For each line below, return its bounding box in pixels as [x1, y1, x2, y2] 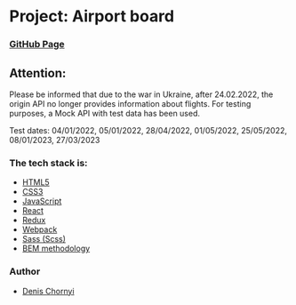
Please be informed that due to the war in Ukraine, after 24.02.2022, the [9, 89, 274, 100]
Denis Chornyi [21, 285, 75, 296]
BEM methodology [21, 243, 91, 254]
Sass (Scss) [21, 234, 67, 245]
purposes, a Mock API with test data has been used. [9, 108, 201, 118]
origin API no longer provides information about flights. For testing [9, 98, 252, 108]
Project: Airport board [9, 6, 175, 27]
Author [9, 265, 41, 277]
